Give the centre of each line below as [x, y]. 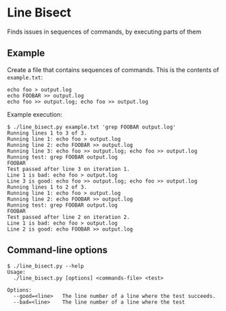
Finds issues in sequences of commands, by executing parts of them [104, 32]
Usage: [16, 272]
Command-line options [58, 250]
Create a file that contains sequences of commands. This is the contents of [113, 69]
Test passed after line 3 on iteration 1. [68, 169]
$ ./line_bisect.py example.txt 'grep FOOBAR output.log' [91, 127]
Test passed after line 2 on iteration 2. [68, 217]
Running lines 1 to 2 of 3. [47, 187]
